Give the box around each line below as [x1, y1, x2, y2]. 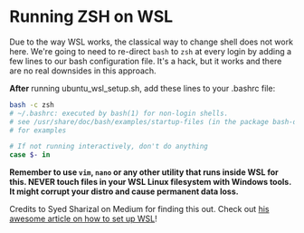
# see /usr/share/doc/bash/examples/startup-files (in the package [9, 117, 270, 126]
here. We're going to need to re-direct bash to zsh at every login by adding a [9, 45, 292, 56]
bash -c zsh [9, 100, 54, 110]
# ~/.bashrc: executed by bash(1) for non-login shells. [9, 109, 229, 118]
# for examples [9, 125, 67, 135]
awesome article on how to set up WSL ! [9, 213, 157, 224]
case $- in [9, 150, 51, 160]
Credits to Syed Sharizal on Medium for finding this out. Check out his [9, 204, 270, 215]
